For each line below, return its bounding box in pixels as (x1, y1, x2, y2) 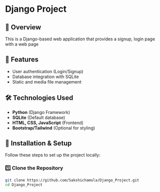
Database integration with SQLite (12, 74, 80, 80)
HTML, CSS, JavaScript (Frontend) (12, 119, 83, 126)
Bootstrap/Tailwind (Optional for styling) (12, 125, 95, 131)
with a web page (5, 41, 39, 47)
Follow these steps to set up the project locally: (5, 152, 101, 158)
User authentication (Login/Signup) (12, 68, 83, 74)
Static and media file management (12, 79, 82, 84)
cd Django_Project (5, 182, 43, 187)
